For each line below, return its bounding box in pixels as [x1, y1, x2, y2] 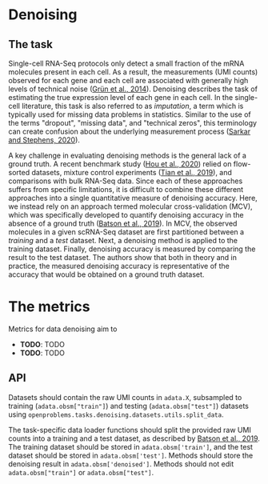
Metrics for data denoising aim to [8, 324, 118, 334]
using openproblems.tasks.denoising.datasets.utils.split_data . [8, 410, 224, 419]
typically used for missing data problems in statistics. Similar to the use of [8, 110, 252, 119]
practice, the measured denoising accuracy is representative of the [8, 262, 230, 270]
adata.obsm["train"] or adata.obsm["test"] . [8, 467, 154, 477]
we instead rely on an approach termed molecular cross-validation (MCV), [8, 202, 254, 211]
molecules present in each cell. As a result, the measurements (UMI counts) [8, 67, 258, 77]
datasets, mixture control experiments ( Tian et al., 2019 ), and [31, 168, 232, 177]
